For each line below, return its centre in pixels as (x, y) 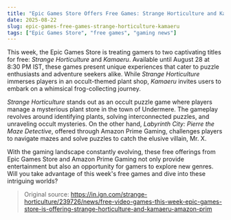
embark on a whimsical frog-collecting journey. (74, 89)
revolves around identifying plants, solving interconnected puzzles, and (108, 117)
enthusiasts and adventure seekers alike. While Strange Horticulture (103, 74)
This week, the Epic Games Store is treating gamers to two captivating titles (114, 52)
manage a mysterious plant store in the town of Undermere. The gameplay (113, 109)
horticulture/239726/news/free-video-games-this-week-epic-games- (123, 202)
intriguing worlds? (33, 181)
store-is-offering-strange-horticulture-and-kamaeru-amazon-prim (118, 209)
